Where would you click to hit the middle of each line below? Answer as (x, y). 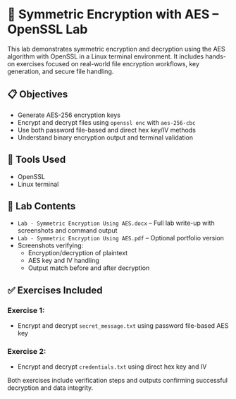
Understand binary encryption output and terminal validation (105, 137)
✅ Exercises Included (55, 290)
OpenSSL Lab (48, 29)
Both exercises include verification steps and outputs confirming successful (117, 381)
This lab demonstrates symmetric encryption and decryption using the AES (116, 49)
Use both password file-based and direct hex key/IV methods (106, 130)
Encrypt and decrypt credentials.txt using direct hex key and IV (112, 367)
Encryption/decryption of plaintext (78, 253)
